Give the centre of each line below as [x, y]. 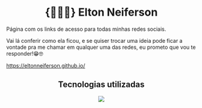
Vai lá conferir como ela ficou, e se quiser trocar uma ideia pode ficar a [94, 40]
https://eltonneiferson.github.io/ [46, 65]
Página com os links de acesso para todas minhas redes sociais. [86, 29]
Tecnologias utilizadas [101, 85]
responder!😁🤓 [25, 53]
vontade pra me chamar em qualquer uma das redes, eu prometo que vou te [101, 47]
